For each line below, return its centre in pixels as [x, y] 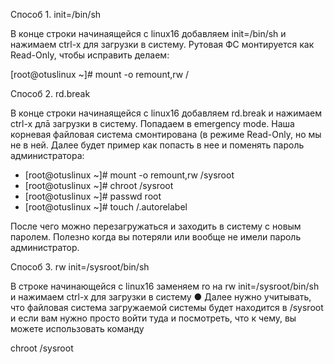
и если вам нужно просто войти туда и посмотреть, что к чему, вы [153, 318]
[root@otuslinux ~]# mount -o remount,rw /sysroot [129, 175]
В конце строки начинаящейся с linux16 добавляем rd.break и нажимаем [166, 113]
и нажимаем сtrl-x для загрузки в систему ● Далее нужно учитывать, [161, 297]
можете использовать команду [77, 328]
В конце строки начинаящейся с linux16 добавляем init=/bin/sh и [148, 33]
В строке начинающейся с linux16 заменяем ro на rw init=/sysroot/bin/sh [165, 286]
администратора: [47, 155]
